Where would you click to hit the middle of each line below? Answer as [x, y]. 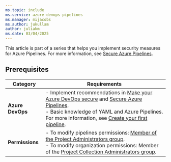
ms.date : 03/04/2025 [27, 34]
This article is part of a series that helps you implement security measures [83, 48]
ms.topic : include [25, 10]
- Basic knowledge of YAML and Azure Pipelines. [104, 112]
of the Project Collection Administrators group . [101, 152]
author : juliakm [22, 29]
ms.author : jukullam [27, 24]
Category [24, 84]
